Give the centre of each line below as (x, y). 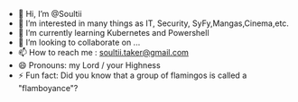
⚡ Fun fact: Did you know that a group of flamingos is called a (132, 75)
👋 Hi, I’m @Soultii (50, 14)
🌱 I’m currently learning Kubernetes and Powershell (113, 33)
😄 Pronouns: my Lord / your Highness (89, 65)
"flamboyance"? (48, 88)
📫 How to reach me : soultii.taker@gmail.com (103, 52)
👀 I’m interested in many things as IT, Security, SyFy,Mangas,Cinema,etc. (153, 23)
